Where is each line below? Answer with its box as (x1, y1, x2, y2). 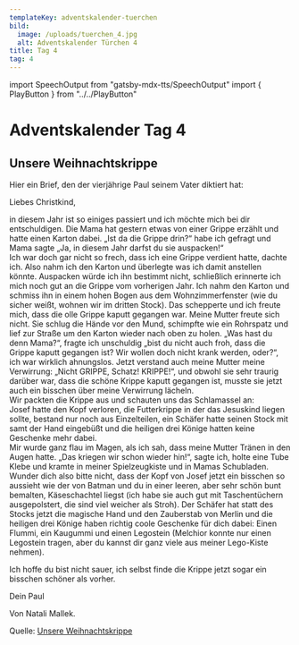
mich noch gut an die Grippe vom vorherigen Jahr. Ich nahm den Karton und (9, 281, 290, 291)
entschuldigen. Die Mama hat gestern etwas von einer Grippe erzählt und (9, 224, 279, 233)
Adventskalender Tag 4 (9, 120, 187, 140)
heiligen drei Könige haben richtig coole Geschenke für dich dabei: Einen (9, 518, 278, 529)
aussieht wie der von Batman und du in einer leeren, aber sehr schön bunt (9, 480, 281, 490)
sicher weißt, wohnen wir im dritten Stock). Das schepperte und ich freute (9, 300, 281, 310)
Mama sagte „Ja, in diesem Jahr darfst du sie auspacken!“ (9, 242, 224, 253)
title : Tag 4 (9, 47, 58, 55)
